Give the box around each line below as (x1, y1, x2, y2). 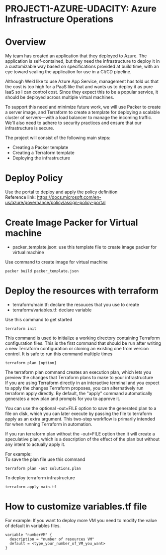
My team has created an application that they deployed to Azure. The (5, 53, 147, 59)
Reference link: (5, 194, 36, 200)
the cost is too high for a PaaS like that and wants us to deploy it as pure (5, 84, 153, 90)
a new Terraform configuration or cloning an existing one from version (5, 345, 149, 351)
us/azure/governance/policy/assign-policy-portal (5, 200, 106, 206)
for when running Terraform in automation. (5, 421, 92, 427)
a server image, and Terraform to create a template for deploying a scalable (5, 109, 160, 115)
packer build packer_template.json (5, 269, 79, 274)
